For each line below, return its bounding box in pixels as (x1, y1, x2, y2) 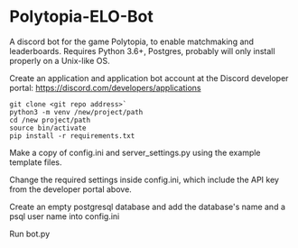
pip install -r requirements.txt (9, 131, 135, 141)
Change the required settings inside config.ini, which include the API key (9, 174, 280, 185)
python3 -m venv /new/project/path (9, 107, 144, 116)
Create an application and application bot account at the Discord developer (9, 72, 289, 83)
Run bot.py (9, 228, 51, 239)
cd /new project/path (9, 115, 91, 124)
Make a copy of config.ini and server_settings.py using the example (9, 147, 261, 158)
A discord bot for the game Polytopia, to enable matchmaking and (9, 36, 255, 47)
